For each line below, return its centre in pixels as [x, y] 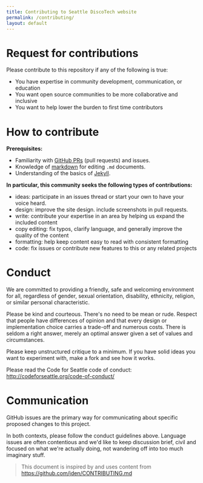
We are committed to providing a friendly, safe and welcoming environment [100, 290]
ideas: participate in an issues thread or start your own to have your [99, 197]
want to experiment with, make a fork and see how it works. [81, 358]
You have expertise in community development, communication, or [98, 82]
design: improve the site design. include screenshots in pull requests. [101, 210]
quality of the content [42, 235]
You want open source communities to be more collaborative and [96, 95]
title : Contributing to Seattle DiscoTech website [72, 12]
